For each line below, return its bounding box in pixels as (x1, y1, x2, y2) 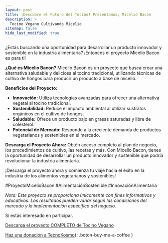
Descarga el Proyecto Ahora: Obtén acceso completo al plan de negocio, (5, 142, 157, 148)
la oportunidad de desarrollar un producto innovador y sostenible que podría (5, 152, 163, 158)
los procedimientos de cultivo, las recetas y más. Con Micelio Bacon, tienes (5, 147, 161, 153)
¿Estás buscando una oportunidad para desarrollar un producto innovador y (5, 45, 162, 50)
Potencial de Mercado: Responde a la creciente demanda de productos (12, 127, 161, 133)
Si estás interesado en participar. (5, 212, 74, 218)
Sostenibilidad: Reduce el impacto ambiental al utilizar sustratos (12, 106, 146, 111)
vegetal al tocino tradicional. (12, 100, 71, 106)
